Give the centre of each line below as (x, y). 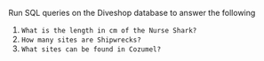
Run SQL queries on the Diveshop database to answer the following (132, 13)
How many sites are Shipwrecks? (81, 40)
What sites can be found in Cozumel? (91, 50)
